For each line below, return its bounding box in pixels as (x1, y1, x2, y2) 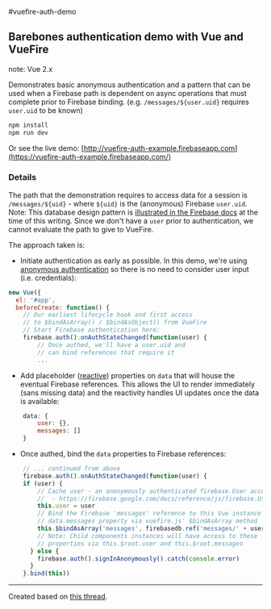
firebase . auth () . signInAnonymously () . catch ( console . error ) (37, 554, 240, 563)
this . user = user (37, 502, 95, 511)
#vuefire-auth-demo (8, 7, 77, 16)
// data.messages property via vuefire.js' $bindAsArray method (37, 517, 258, 525)
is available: (19, 396, 60, 406)
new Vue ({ (8, 288, 42, 297)
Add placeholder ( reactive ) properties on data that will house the (19, 370, 236, 380)
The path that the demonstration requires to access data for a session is (8, 190, 248, 200)
